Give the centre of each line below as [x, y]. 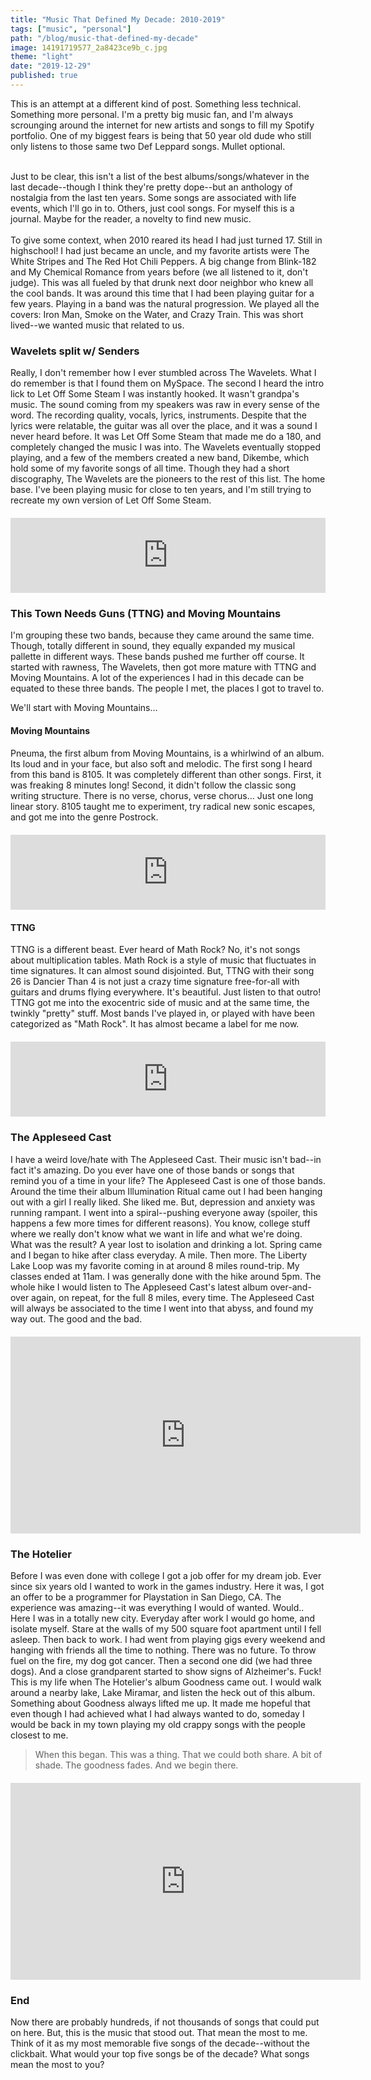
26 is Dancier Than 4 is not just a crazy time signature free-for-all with [155, 982]
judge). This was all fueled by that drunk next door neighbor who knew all [162, 282]
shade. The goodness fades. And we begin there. [136, 1765]
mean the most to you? [57, 2065]
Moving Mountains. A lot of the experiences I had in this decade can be [157, 678]
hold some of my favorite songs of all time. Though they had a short [150, 468]
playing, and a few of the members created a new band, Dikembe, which [160, 458]
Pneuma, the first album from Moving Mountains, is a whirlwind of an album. [167, 753]
